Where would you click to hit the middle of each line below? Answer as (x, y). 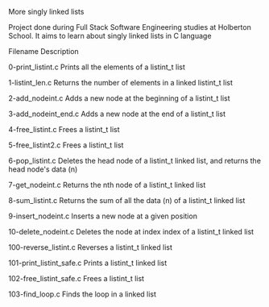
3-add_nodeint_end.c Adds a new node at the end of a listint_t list (117, 114)
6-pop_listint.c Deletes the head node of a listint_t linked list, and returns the (135, 161)
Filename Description (43, 51)
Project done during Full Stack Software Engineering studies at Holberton (130, 27)
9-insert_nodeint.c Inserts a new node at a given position (103, 216)
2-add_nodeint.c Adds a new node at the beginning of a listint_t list (120, 98)
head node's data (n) (43, 169)
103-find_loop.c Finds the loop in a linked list (83, 294)
